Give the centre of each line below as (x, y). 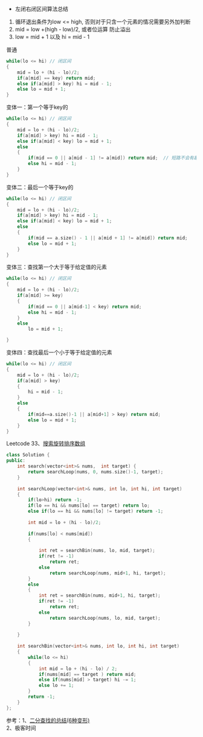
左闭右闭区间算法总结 (41, 9)
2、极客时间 (21, 728)
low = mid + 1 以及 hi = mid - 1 (52, 37)
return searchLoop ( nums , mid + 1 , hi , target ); (108, 573)
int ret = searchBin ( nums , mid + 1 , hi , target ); (100, 596)
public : (16, 461)
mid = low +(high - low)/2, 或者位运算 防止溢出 (73, 29)
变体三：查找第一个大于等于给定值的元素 (56, 267)
